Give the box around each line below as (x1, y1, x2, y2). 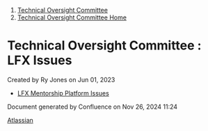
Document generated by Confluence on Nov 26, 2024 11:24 (7, 102, 178, 111)
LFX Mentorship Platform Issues (17, 88, 109, 97)
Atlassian (7, 116, 33, 124)
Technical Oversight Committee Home (17, 13, 127, 22)
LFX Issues (7, 52, 72, 68)
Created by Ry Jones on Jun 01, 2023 (7, 75, 115, 84)
